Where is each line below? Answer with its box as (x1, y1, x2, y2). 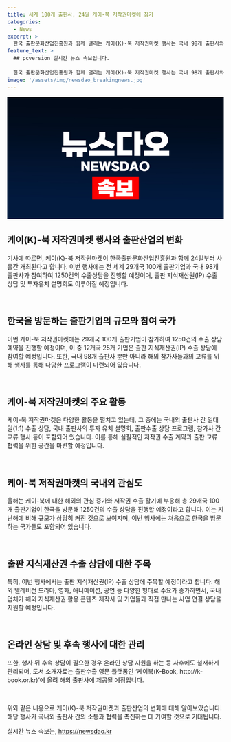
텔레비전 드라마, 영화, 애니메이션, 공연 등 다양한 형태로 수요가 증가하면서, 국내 (14, 586, 221, 594)
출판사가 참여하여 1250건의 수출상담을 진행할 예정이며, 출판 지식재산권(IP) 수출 (7, 271, 218, 279)
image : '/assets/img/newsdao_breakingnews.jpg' (7, 77, 146, 83)
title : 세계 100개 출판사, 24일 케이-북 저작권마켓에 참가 (7, 11, 154, 18)
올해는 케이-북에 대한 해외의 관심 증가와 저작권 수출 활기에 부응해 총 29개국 (7, 497, 208, 505)
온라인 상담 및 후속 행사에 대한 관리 (7, 639, 145, 651)
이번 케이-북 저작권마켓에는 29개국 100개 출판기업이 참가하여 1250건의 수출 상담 (7, 334, 223, 343)
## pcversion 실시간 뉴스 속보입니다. (13, 55, 110, 62)
